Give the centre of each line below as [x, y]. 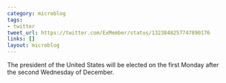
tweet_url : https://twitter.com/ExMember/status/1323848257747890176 [109, 33]
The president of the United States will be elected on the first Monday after [113, 65]
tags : [15, 20]
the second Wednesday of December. [61, 72]
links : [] [21, 39]
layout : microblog [33, 45]
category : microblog [37, 13]
